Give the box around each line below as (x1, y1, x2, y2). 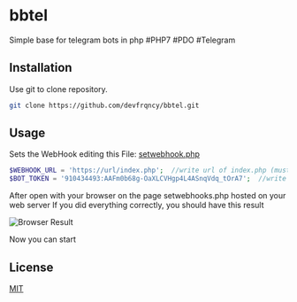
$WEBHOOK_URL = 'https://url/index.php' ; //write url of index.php (9, 166, 267, 175)
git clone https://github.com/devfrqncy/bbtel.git (9, 101, 200, 110)
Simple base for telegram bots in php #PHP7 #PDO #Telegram (9, 35, 236, 45)
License (9, 259, 54, 275)
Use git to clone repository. (9, 83, 108, 94)
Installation (9, 60, 72, 75)
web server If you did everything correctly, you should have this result (9, 200, 264, 211)
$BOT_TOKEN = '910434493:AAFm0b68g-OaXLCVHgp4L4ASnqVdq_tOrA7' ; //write (9, 174, 287, 183)
